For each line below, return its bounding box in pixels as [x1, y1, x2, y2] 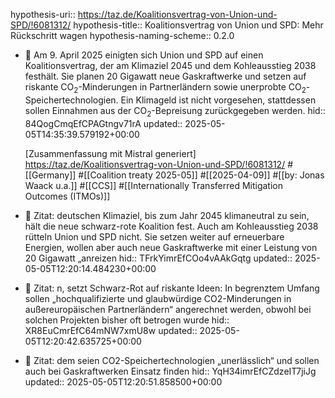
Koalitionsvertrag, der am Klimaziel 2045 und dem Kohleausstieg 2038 [24, 60, 317, 71]
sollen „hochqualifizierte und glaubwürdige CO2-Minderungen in [24, 292, 292, 304]
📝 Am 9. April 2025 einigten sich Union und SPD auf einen [24, 49, 264, 61]
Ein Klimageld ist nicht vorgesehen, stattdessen [120, 94, 317, 106]
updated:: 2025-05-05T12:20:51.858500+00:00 [24, 375, 223, 388]
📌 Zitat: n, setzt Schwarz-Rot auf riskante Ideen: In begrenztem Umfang [24, 282, 320, 294]
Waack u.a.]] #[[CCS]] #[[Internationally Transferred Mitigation [24, 179, 283, 191]
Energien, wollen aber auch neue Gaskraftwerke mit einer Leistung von [24, 241, 318, 253]
